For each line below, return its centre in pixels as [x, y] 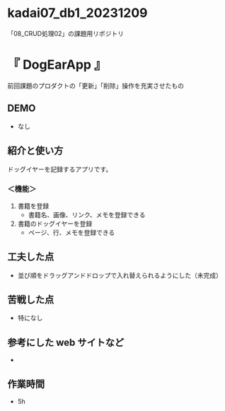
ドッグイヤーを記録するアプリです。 [60, 169]
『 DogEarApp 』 [57, 65]
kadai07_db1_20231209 [77, 13]
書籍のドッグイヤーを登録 [55, 224]
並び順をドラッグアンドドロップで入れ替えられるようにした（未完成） [120, 275]
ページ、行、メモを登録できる [71, 232]
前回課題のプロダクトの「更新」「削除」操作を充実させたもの [96, 86]
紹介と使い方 [35, 151]
